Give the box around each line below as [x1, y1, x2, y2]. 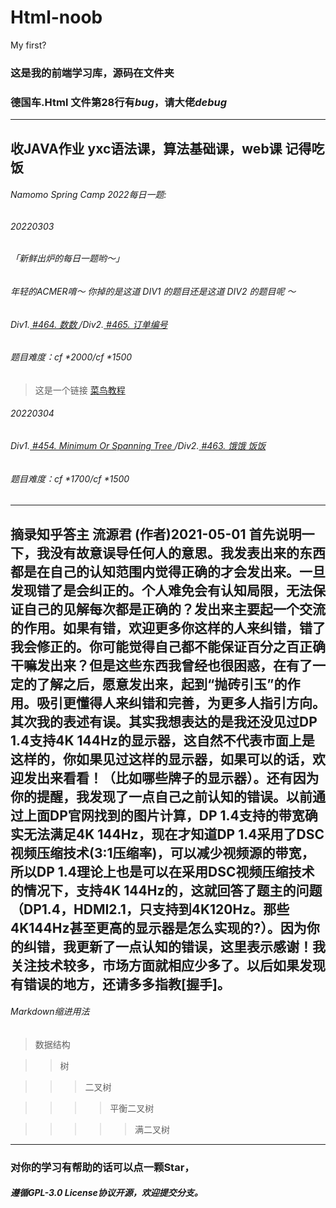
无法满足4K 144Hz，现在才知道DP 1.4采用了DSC [23, 826, 325, 843]
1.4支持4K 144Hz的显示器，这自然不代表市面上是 [10, 732, 315, 749]
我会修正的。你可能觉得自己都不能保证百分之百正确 [10, 638, 326, 655]
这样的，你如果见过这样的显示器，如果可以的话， [10, 751, 313, 768]
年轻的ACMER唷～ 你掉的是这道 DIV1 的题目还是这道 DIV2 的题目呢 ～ [10, 285, 297, 297]
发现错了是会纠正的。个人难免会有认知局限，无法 [10, 582, 313, 599]
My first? [10, 39, 47, 51]
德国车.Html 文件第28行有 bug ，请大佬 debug [10, 95, 228, 109]
